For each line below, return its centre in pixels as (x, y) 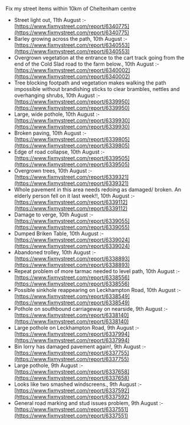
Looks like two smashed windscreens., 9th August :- (78, 384)
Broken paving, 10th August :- (50, 133)
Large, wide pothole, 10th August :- (57, 114)
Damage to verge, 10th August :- (54, 215)
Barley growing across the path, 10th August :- (71, 39)
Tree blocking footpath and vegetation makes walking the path (90, 83)
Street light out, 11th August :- (50, 20)
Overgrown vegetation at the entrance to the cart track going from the (99, 58)
